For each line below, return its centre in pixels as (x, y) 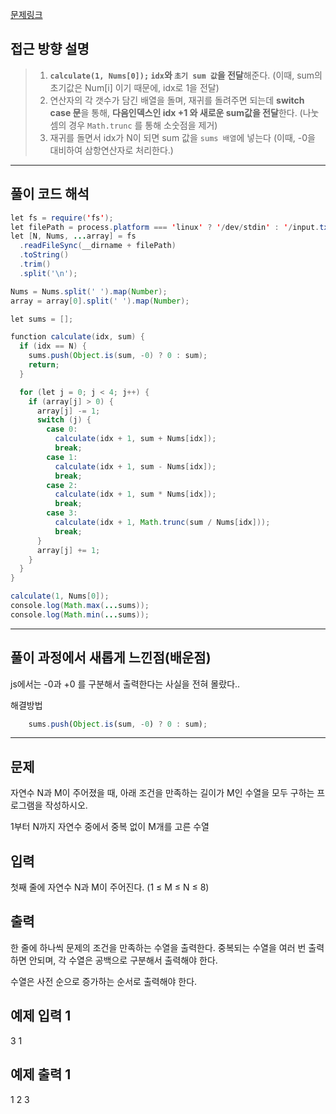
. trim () (35, 264)
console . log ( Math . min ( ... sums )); (80, 614)
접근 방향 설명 (50, 49)
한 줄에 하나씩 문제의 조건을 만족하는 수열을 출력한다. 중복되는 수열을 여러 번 (158, 947)
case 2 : (62, 485)
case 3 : (62, 513)
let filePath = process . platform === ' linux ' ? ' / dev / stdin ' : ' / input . (165, 227)
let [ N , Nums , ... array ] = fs (73, 236)
